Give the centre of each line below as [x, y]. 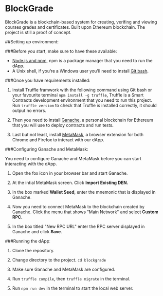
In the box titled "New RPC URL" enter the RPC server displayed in [78, 226]
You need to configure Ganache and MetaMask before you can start [73, 158]
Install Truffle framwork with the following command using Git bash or [82, 90]
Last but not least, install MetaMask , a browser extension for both [78, 134]
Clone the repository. [33, 250]
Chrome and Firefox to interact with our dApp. [58, 140]
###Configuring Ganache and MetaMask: [47, 149]
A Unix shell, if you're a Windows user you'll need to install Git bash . [80, 71]
